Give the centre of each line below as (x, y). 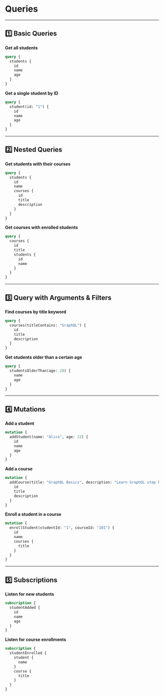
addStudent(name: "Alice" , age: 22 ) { (49, 437)
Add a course (19, 469)
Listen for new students (30, 594)
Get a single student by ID (32, 93)
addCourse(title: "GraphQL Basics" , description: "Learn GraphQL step (83, 482)
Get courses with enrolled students (41, 227)
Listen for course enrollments (36, 639)
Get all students (21, 48)
